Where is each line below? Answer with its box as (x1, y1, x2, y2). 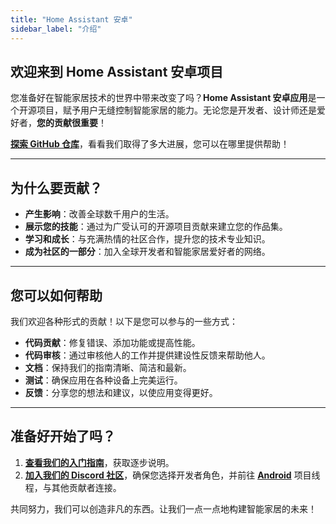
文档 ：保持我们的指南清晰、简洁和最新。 (24, 361, 192, 373)
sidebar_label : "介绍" (10, 24, 102, 34)
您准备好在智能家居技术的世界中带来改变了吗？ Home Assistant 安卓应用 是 (10, 92, 317, 104)
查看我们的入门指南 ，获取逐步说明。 (24, 456, 175, 468)
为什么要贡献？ (10, 179, 103, 196)
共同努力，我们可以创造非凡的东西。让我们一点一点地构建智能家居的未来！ (10, 502, 317, 515)
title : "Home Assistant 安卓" (10, 14, 133, 25)
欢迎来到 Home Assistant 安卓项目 (10, 63, 224, 80)
